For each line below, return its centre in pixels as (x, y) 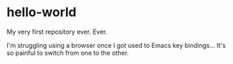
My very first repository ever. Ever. (57, 32)
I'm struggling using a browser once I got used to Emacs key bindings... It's (116, 45)
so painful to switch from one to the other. (68, 53)
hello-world (42, 12)
